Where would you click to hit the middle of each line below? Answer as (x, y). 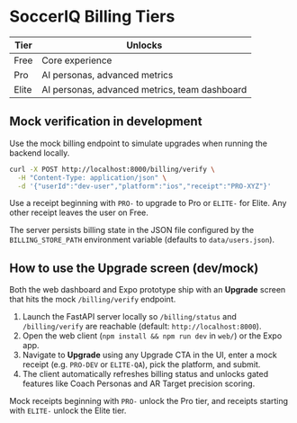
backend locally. (40, 153)
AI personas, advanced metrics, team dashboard (144, 89)
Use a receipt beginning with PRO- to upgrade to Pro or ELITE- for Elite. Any (148, 203)
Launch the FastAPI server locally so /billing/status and (129, 317)
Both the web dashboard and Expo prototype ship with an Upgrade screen (148, 290)
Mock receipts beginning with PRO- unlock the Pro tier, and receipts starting (149, 401)
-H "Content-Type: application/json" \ (92, 177)
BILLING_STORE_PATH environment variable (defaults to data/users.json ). (142, 239)
